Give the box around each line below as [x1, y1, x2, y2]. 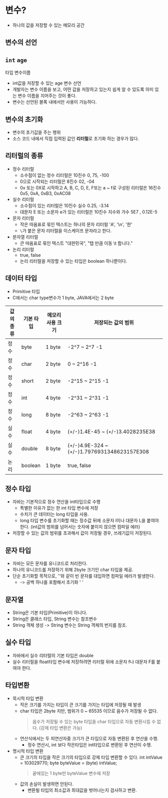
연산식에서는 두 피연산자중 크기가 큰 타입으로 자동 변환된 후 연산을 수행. [19, 735, 159, 741]
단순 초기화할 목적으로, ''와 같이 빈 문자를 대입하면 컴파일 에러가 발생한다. [12, 573, 155, 579]
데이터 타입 [5, 274, 37, 283]
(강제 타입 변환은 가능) [39, 725, 82, 731]
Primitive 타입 [12, 288, 40, 294]
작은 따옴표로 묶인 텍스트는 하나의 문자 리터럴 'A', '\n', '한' [19, 221, 132, 227]
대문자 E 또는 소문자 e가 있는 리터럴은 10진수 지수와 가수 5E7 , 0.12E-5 [19, 209, 157, 215]
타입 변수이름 [5, 70, 31, 76]
